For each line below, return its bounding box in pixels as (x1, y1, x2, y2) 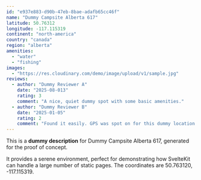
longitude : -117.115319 (6, 25, 66, 32)
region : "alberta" (6, 43, 52, 49)
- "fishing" (11, 59, 42, 65)
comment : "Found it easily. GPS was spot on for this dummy (17, 121, 171, 127)
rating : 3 (17, 93, 42, 99)
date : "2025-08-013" (17, 87, 69, 93)
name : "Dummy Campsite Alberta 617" (6, 14, 98, 20)
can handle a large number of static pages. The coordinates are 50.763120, (6, 162, 193, 169)
